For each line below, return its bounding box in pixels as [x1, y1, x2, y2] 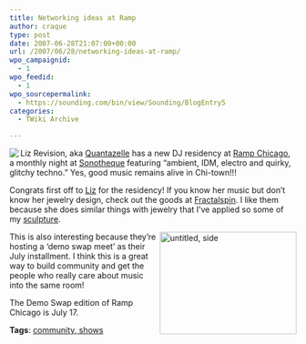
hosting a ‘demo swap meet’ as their [9, 241, 146, 252]
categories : [9, 106, 55, 116]
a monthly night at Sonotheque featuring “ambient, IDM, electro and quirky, [9, 157, 291, 168]
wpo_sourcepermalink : [9, 89, 92, 98]
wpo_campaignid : [9, 56, 71, 65]
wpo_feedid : [9, 73, 55, 82]
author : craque [9, 22, 67, 31]
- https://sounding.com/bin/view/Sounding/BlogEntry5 [17, 97, 226, 107]
